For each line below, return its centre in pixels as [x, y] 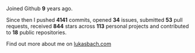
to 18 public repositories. [37, 32]
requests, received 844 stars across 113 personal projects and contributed [97, 26]
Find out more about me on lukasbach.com [59, 44]
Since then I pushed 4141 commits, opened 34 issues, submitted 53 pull [95, 20]
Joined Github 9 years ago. [40, 9]
